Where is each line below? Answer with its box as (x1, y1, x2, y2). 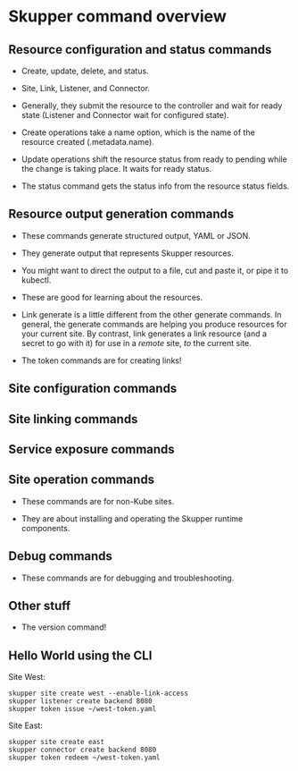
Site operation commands (8, 472, 155, 487)
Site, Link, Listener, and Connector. (21, 83, 151, 93)
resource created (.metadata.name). (21, 137, 155, 147)
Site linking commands (8, 411, 138, 427)
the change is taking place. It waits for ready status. (21, 164, 212, 174)
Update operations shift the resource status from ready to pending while (21, 154, 287, 165)
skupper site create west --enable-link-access (8, 689, 189, 699)
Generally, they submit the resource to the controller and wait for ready (21, 100, 283, 111)
